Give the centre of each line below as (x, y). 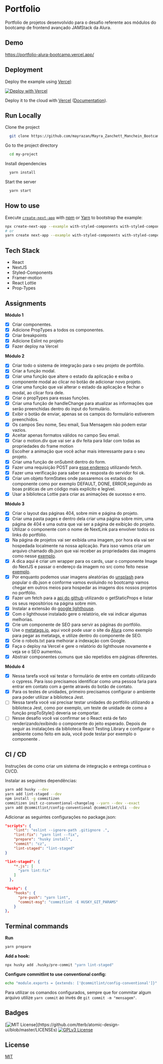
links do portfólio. (29, 535)
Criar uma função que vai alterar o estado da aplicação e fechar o (78, 387)
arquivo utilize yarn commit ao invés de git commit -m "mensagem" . (71, 997)
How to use (22, 206)
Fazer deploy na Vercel (35, 346)
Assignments (26, 303)
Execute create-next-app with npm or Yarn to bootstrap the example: (74, 218)
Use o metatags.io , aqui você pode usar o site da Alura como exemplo (82, 630)
